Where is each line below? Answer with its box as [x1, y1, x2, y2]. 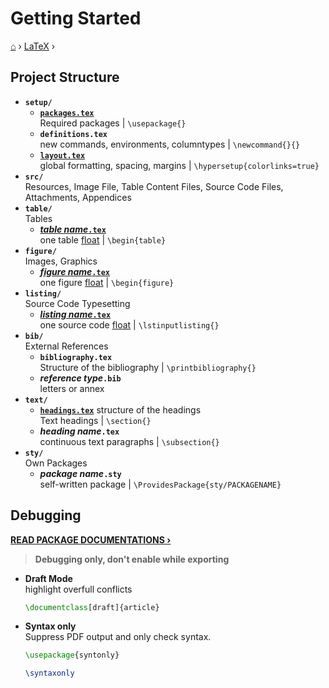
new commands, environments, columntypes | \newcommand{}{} [39, 138, 301, 150]
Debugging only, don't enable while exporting [34, 553, 230, 565]
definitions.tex [39, 129, 108, 139]
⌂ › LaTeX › [10, 40, 56, 52]
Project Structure [10, 69, 120, 86]
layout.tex [39, 150, 86, 161]
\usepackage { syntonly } [24, 650, 120, 661]
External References [24, 340, 109, 352]
